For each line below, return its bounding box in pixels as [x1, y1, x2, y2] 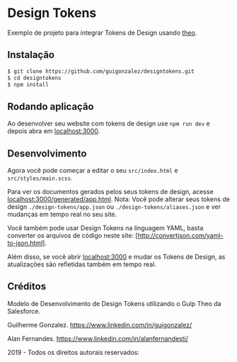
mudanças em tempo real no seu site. [7, 210, 117, 218]
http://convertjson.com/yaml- [137, 232, 224, 239]
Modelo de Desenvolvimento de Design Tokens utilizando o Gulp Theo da [7, 299, 221, 307]
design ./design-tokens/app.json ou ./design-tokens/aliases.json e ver [7, 203, 221, 210]
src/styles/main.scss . [7, 174, 73, 182]
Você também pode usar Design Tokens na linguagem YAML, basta [7, 224, 204, 232]
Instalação [7, 49, 55, 61]
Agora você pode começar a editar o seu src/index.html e [7, 166, 178, 174]
